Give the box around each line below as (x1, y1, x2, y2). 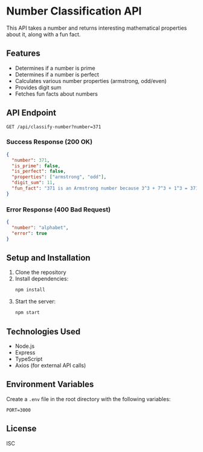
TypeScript (14, 356, 43, 363)
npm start (14, 310, 40, 316)
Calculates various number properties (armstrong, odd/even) (14, 77, 167, 84)
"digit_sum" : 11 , (11, 180, 56, 186)
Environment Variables (6, 379, 94, 390)
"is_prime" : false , (11, 162, 61, 169)
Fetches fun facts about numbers (14, 90, 98, 98)
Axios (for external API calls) (14, 362, 86, 369)
